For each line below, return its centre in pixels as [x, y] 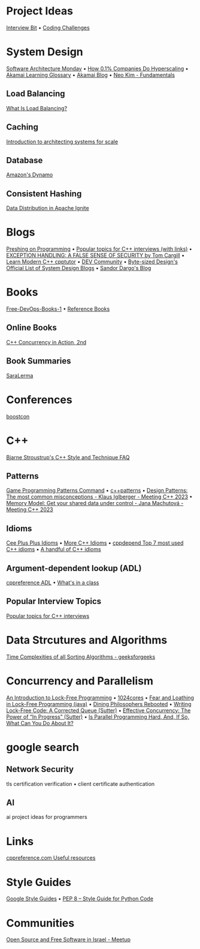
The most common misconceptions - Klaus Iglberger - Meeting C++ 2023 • [99, 497]
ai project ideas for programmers [47, 817]
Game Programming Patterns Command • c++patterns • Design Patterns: [97, 491]
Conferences [40, 400]
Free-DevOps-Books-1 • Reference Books [58, 309]
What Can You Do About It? [40, 723]
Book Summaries [39, 361]
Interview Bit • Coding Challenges [48, 28]
